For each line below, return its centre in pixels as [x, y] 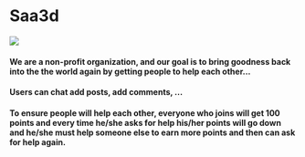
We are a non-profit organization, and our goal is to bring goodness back [150, 61]
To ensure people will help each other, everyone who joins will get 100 [145, 113]
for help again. [38, 141]
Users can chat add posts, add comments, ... [96, 92]
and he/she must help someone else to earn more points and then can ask [152, 132]
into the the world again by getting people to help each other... [130, 71]
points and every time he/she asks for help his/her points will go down [145, 122]
